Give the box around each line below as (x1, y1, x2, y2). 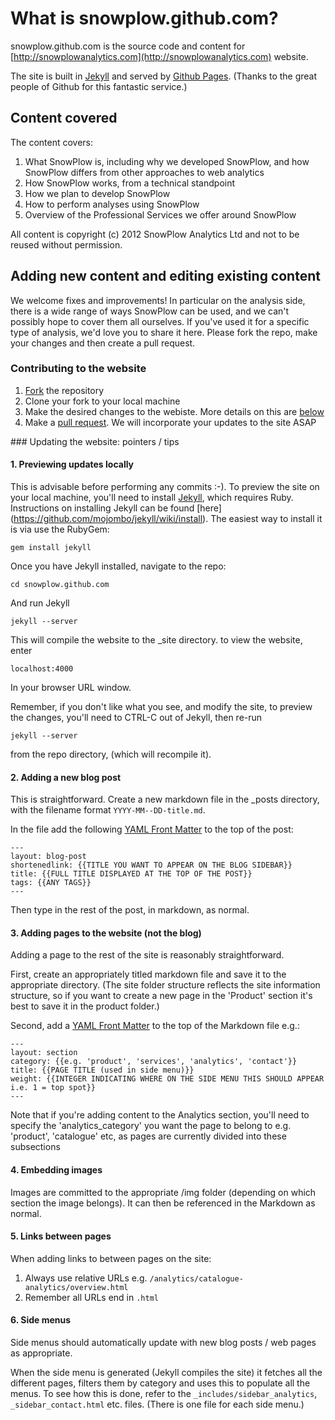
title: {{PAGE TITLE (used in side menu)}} (10, 1065, 195, 1076)
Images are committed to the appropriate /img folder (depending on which (10, 1186, 317, 1198)
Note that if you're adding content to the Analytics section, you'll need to (10, 1109, 310, 1121)
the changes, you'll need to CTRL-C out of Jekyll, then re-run (10, 712, 263, 724)
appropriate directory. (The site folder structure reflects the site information (10, 979, 321, 991)
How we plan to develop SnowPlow (24, 187, 171, 199)
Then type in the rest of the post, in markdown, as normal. (10, 904, 250, 916)
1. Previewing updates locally (10, 458, 135, 471)
